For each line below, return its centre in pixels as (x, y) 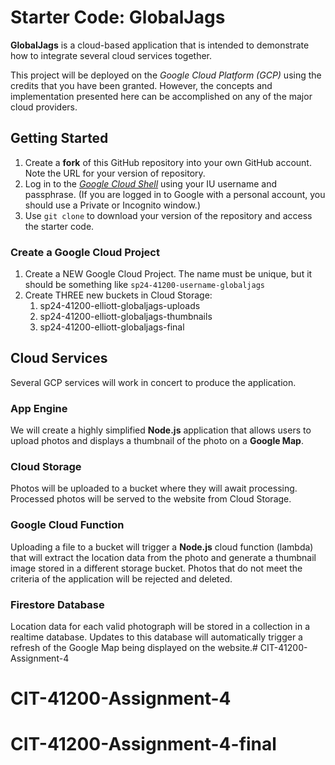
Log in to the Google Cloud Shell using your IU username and (150, 183)
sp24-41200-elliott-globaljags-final (112, 327)
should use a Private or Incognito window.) (112, 205)
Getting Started (59, 138)
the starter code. (59, 226)
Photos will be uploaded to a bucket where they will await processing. (154, 488)
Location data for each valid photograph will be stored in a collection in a (160, 627)
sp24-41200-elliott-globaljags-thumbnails (126, 317)
